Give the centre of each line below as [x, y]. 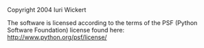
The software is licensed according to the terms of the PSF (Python [102, 23]
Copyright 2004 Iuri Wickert [47, 10]
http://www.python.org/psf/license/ [57, 37]
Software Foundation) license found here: [66, 30]
